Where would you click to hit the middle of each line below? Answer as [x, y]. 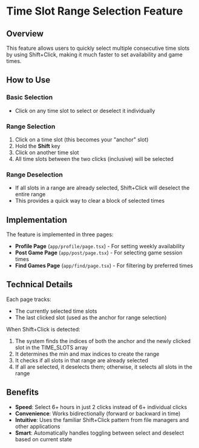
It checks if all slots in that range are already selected [81, 360]
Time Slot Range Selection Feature [95, 11]
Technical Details [40, 284]
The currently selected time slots [56, 311]
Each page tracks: [29, 299]
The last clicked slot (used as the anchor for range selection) [91, 317]
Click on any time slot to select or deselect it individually [85, 110]
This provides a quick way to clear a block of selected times [90, 201]
